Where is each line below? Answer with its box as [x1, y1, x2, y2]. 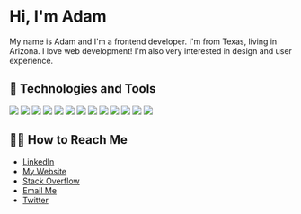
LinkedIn [22, 156, 55, 167]
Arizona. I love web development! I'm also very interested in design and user [9, 45, 292, 56]
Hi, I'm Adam [9, 6, 107, 27]
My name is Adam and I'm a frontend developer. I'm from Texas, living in [9, 36, 278, 47]
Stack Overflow [22, 175, 81, 186]
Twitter [22, 194, 49, 205]
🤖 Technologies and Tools [9, 81, 156, 96]
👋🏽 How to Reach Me [9, 132, 128, 147]
